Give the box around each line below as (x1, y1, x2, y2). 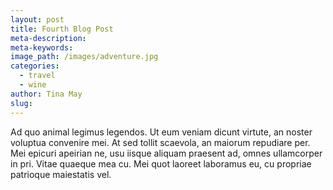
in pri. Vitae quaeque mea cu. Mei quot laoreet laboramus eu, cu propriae (10, 157, 312, 170)
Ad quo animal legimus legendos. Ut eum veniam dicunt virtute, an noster (10, 126, 313, 138)
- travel (19, 71, 56, 81)
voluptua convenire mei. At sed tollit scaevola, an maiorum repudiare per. (10, 136, 311, 148)
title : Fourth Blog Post (10, 24, 114, 34)
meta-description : (10, 33, 87, 43)
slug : (10, 98, 33, 108)
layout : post (10, 14, 65, 25)
